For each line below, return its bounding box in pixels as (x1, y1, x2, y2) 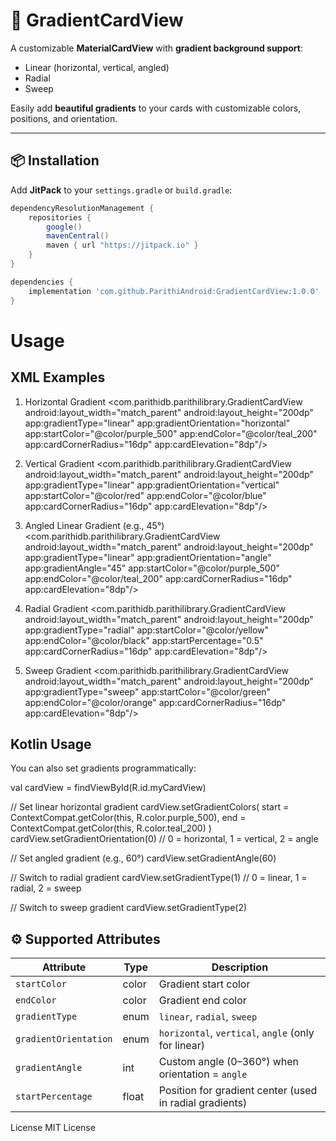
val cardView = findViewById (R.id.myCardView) (10, 782, 207, 794)
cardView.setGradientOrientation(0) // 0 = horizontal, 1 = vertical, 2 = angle (10, 833, 319, 845)
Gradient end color (158, 994, 247, 1008)
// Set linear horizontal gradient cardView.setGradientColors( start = (10, 801, 290, 813)
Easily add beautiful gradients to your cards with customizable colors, (10, 102, 302, 114)
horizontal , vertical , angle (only (158, 1026, 315, 1040)
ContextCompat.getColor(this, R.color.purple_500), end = (10, 812, 247, 824)
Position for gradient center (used (158, 1084, 318, 1098)
